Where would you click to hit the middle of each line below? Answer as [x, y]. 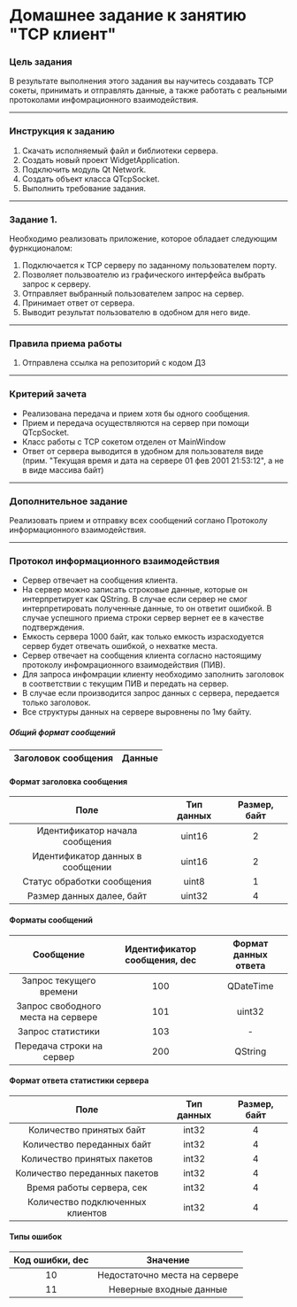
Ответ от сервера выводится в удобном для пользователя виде [142, 451]
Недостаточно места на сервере [168, 1275]
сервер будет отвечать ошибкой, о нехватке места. [120, 646]
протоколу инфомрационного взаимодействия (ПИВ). [123, 665]
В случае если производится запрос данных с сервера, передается [151, 693]
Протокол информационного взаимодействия [114, 561]
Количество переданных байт [87, 1144]
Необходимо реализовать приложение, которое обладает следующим [143, 239]
